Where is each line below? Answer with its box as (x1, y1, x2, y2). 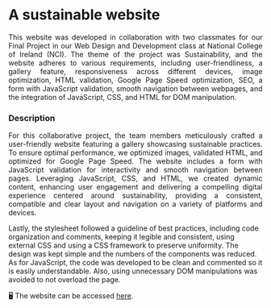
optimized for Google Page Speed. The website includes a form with (8, 156, 263, 166)
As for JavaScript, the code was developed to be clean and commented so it (8, 258, 263, 268)
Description (8, 112, 56, 123)
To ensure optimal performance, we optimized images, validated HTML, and (8, 148, 263, 158)
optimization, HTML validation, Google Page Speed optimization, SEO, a (8, 75, 263, 85)
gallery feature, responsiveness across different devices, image (8, 66, 263, 76)
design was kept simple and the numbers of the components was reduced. (8, 249, 257, 259)
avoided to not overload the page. (8, 275, 121, 285)
